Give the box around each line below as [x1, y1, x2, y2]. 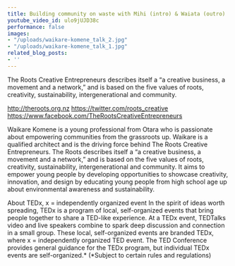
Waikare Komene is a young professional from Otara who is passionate [7, 125, 213, 134]
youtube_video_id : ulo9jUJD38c [7, 17, 100, 24]
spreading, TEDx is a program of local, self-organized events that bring [7, 205, 214, 215]
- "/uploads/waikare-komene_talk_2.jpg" [7, 37, 128, 44]
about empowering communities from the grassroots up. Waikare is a [7, 132, 208, 141]
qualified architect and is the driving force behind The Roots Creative [7, 140, 208, 148]
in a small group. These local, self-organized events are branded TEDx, [7, 228, 214, 236]
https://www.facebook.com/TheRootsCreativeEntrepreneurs [7, 111, 183, 120]
